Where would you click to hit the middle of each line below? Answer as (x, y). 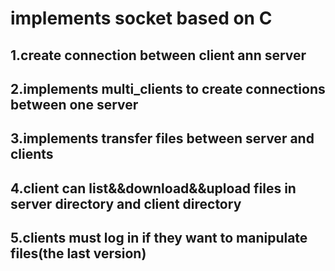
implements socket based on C (141, 18)
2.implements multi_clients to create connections (168, 88)
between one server (74, 104)
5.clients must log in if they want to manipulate (159, 238)
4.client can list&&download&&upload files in (153, 188)
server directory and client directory (126, 203)
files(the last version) (78, 253)
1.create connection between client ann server (158, 55)
